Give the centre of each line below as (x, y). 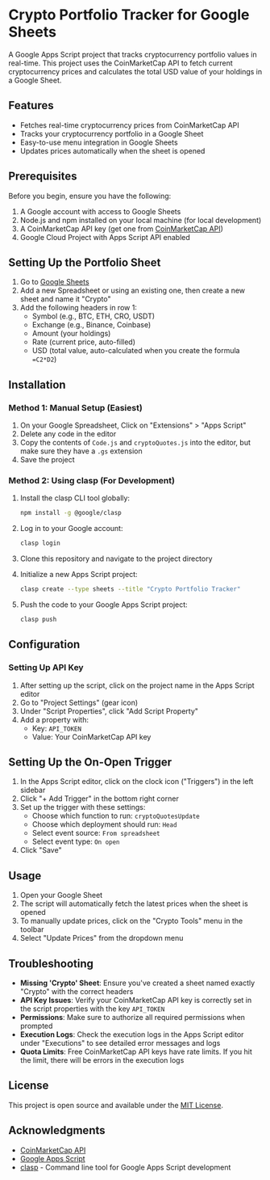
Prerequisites (43, 177)
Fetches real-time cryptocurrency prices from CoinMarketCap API (129, 125)
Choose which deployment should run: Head (104, 824)
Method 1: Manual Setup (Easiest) (75, 407)
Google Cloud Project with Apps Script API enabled (105, 237)
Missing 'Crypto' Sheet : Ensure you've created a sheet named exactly (137, 983)
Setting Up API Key (46, 668)
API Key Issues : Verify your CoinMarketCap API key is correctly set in (136, 1000)
